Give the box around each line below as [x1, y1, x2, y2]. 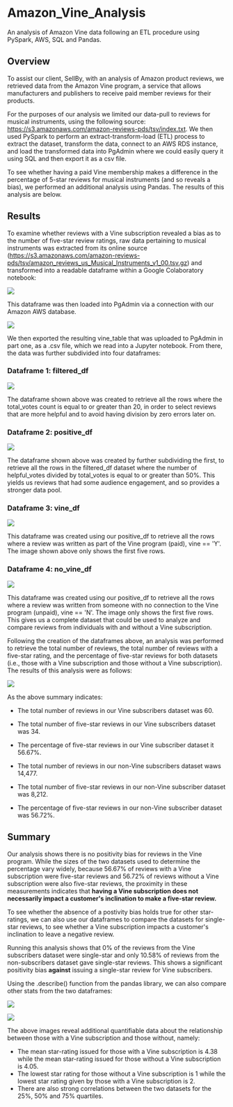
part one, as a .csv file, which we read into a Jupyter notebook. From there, [7, 341, 223, 349]
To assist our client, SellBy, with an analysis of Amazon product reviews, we [7, 74, 225, 82]
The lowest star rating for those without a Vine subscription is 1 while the [17, 1069, 226, 1078]
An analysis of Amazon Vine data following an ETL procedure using [7, 28, 200, 36]
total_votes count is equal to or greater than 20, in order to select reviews [7, 402, 217, 411]
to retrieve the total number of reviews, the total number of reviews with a [7, 644, 218, 652]
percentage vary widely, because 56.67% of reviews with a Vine [7, 864, 191, 873]
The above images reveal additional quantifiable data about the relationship [7, 1026, 223, 1034]
